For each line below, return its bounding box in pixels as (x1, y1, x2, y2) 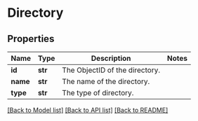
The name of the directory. (62, 77, 150, 86)
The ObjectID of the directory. (62, 65, 160, 75)
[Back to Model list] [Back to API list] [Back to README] (7, 106, 169, 114)
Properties (7, 33, 55, 45)
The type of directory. (62, 88, 134, 97)
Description (91, 54, 131, 63)
